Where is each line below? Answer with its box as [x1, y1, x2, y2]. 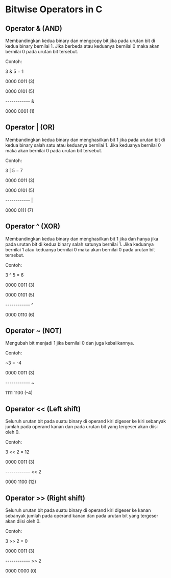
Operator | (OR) [5, 123, 55, 132]
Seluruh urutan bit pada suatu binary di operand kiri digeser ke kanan [5, 507, 151, 513]
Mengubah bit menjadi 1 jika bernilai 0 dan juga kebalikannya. [5, 340, 134, 346]
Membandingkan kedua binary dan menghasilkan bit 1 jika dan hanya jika [5, 235, 159, 242]
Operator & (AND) [5, 24, 63, 33]
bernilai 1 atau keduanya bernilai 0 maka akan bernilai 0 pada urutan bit [5, 246, 155, 252]
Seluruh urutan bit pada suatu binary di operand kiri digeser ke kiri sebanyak [5, 418, 166, 424]
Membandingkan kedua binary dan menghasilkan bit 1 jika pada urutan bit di [5, 136, 165, 143]
